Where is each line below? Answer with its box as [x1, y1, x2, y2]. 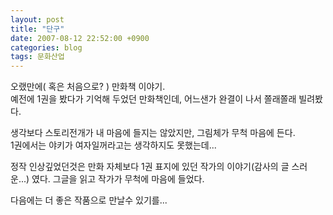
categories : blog [10, 42, 83, 53]
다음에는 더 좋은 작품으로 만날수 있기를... [10, 194, 168, 206]
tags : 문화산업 [10, 52, 65, 62]
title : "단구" [10, 24, 65, 34]
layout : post [10, 14, 65, 25]
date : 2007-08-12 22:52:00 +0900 [10, 33, 150, 43]
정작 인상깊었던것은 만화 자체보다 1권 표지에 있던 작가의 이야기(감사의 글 [10, 161, 290, 173]
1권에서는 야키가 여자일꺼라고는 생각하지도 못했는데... [10, 139, 217, 151]
